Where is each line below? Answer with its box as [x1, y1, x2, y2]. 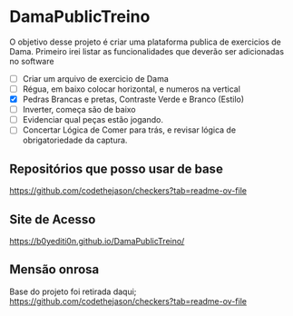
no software [9, 55, 54, 66]
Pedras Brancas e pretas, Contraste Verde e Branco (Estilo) [22, 94, 245, 105]
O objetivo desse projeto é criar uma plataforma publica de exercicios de [9, 36, 281, 47]
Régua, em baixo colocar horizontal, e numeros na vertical [22, 84, 240, 94]
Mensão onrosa [9, 262, 100, 278]
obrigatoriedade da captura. [22, 134, 128, 146]
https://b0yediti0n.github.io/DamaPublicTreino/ [9, 235, 185, 246]
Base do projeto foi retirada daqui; [9, 286, 137, 297]
